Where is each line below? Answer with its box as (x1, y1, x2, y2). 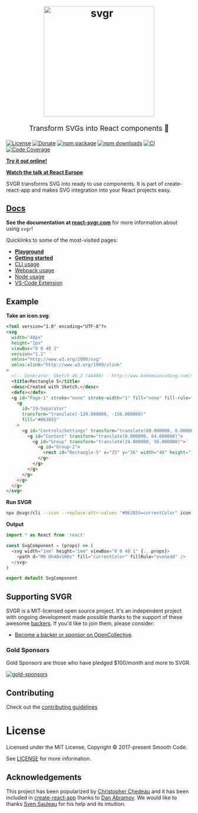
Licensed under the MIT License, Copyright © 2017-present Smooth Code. (6, 743, 187, 751)
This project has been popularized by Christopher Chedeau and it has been (6, 788, 189, 795)
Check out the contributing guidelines (6, 703, 98, 710)
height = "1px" (11, 340, 44, 346)
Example (6, 297, 39, 307)
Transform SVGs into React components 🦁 (29, 124, 169, 133)
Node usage (14, 273, 45, 280)
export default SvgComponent (6, 575, 78, 581)
